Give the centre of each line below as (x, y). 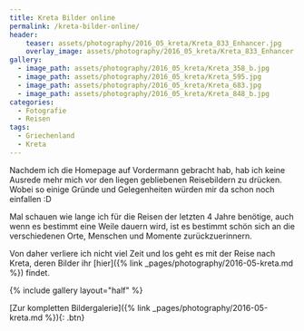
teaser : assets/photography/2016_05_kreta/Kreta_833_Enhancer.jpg (154, 43)
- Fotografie (42, 111)
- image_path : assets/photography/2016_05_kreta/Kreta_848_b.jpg (144, 93)
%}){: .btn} (65, 317)
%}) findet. (29, 272)
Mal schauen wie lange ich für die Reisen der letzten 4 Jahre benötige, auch (152, 216)
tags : (20, 128)
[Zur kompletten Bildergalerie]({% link (80, 307)
